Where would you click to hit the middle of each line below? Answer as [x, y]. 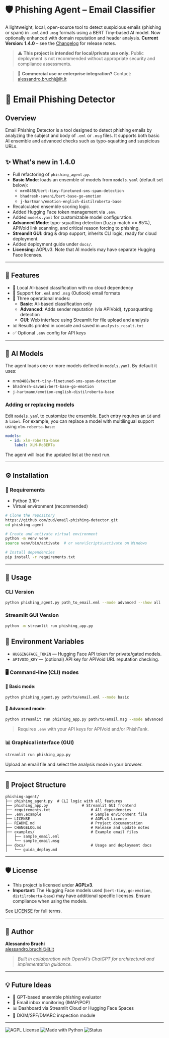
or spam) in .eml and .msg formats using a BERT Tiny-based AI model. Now [83, 32]
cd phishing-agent [24, 525]
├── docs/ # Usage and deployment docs [78, 845]
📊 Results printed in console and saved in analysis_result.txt [78, 325]
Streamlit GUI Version [32, 615]
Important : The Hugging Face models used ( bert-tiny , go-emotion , [82, 891]
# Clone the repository [30, 515]
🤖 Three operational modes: [41, 298]
